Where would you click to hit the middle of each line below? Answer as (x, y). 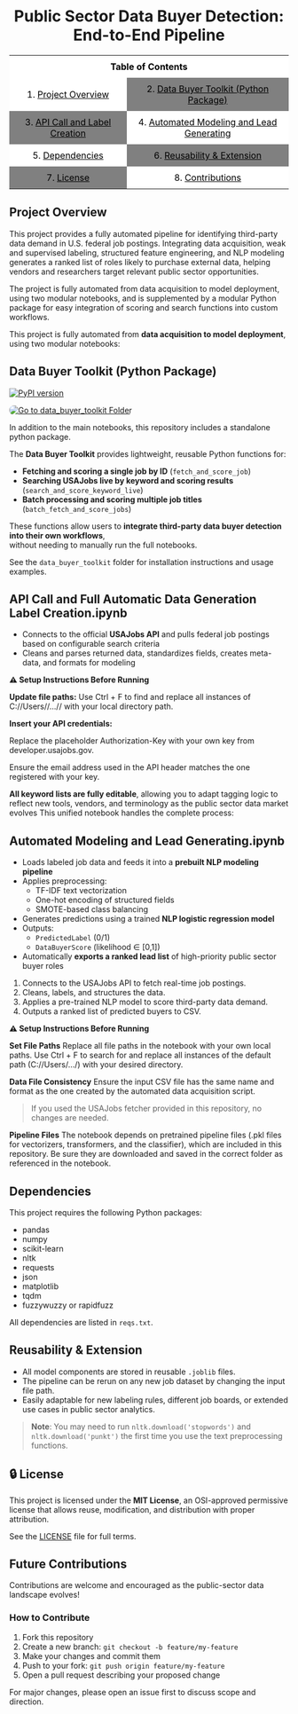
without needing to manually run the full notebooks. (103, 545)
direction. (27, 1702)
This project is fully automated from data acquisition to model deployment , (148, 334)
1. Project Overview (67, 94)
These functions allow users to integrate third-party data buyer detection (145, 526)
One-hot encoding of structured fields (105, 900)
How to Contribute (50, 1618)
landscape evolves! (44, 1595)
